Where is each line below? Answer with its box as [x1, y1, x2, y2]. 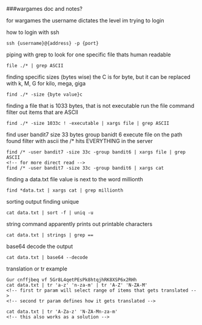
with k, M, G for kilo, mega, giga [6, 80, 86, 87]
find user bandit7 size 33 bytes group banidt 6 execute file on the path [6, 131, 183, 138]
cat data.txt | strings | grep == [6, 232, 94, 238]
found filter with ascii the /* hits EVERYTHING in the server [6, 138, 153, 144]
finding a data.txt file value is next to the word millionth [6, 176, 144, 183]
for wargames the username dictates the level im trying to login [6, 17, 164, 24]
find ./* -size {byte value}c [6, 92, 83, 98]
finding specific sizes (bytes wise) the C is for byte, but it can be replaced [6, 73, 191, 81]
